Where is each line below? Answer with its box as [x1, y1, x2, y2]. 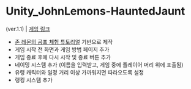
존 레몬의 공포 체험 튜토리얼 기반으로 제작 [14, 38, 113, 45]
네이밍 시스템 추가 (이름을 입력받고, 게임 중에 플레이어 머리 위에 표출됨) [14, 61, 184, 68]
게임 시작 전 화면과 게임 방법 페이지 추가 [14, 46, 110, 53]
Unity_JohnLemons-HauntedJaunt [6, 4, 185, 18]
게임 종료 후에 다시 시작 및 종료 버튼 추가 [14, 53, 111, 60]
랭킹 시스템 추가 [14, 76, 53, 84]
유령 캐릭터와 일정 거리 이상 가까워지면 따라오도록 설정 [14, 68, 144, 76]
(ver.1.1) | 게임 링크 [6, 25, 50, 32]
